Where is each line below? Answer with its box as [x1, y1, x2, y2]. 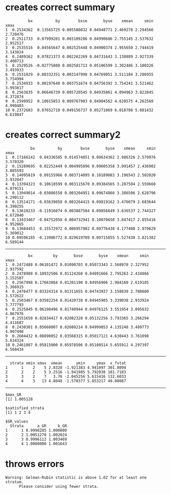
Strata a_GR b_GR [10, 423, 67, 428]
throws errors [5, 458, 65, 470]
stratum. [5, 479, 24, 484]
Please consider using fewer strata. [18, 484, 99, 489]
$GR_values [5, 419, 28, 424]
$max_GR [5, 392, 22, 397]
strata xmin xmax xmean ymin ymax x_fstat [10, 360, 126, 366]
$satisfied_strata [5, 405, 44, 410]
